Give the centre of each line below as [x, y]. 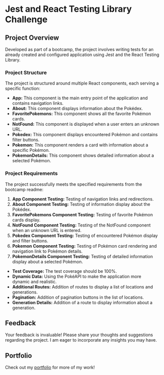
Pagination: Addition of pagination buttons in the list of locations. [78, 297]
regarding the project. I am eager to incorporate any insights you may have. [81, 340]
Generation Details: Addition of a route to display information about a [82, 302]
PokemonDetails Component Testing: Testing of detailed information [82, 256]
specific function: [23, 88]
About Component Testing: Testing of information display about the [81, 204]
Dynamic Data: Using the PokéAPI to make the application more [77, 276]
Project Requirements [31, 173]
